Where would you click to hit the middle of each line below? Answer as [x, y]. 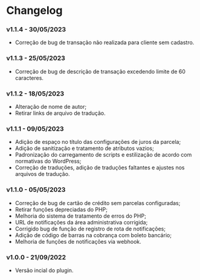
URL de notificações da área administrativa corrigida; [81, 222]
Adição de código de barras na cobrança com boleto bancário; [93, 235]
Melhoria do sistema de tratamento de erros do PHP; [80, 216]
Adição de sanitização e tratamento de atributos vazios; [84, 148]
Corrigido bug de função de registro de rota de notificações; [90, 229]
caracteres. [29, 78]
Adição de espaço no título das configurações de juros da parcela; [98, 142]
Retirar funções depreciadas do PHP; [61, 209]
